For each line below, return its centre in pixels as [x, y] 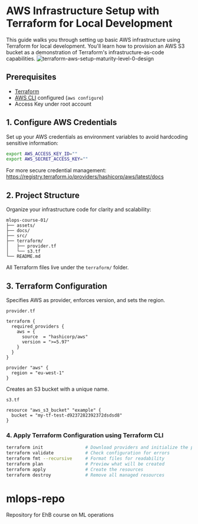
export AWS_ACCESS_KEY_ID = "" [42, 154]
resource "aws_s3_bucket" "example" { [54, 410]
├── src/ [17, 236]
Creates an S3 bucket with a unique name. [57, 389]
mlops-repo [35, 498]
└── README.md [24, 257]
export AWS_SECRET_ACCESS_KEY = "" [47, 159]
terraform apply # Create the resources [75, 469]
